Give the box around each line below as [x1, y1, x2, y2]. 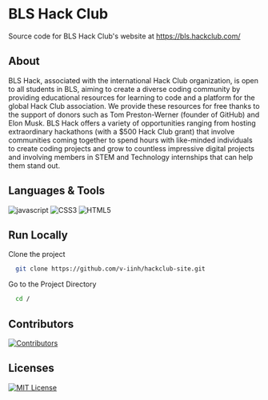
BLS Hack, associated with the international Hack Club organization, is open [8, 75, 258, 85]
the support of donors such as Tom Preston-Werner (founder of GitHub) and [8, 110, 260, 119]
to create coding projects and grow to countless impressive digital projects [8, 143, 254, 153]
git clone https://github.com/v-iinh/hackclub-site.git [15, 265, 206, 273]
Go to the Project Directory [8, 279, 97, 289]
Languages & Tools [8, 184, 106, 198]
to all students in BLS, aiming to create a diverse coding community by [8, 84, 241, 94]
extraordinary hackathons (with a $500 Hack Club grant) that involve [8, 126, 235, 136]
